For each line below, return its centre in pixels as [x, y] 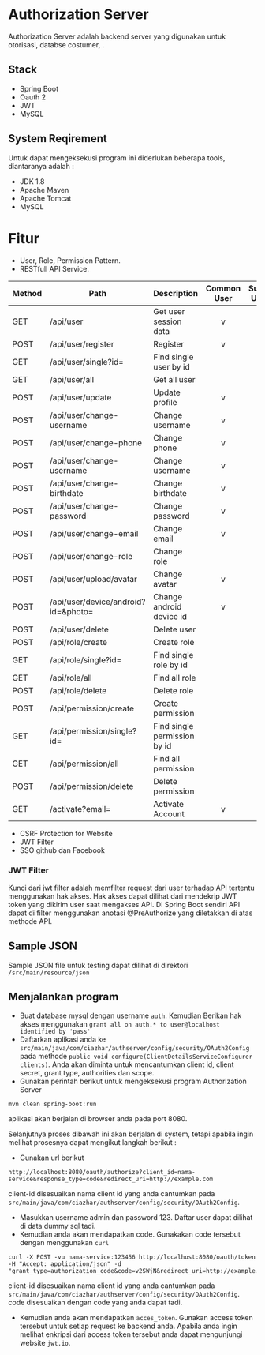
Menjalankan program [63, 997]
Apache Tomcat [45, 198]
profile [165, 402]
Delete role [174, 690]
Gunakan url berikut [52, 1158]
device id [170, 616]
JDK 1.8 [32, 181]
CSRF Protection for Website [66, 833]
